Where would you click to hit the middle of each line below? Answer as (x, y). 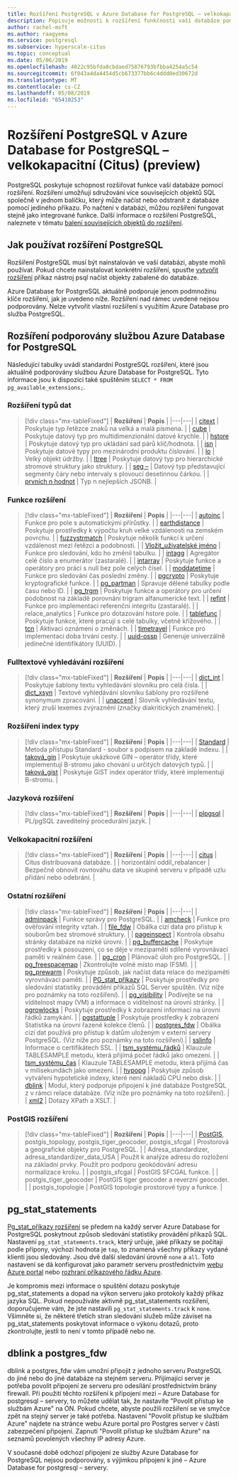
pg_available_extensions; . (46, 387)
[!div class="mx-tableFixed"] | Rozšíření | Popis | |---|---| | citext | (122, 421)
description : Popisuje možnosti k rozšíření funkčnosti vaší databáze (114, 21)
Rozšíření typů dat (40, 405)
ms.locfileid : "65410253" (45, 100)
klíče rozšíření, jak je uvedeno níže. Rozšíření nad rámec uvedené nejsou (113, 299)
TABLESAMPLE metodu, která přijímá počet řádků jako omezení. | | (122, 1055)
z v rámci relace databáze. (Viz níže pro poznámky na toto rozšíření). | (127, 1093)
